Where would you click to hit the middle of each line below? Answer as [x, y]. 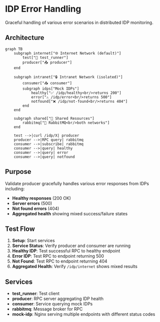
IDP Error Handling [43, 9]
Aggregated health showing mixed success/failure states [70, 213]
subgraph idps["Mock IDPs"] [51, 89]
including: [15, 189]
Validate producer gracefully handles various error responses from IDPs [77, 183]
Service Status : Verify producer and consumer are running [71, 246]
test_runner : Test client [36, 294]
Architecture [25, 38]
